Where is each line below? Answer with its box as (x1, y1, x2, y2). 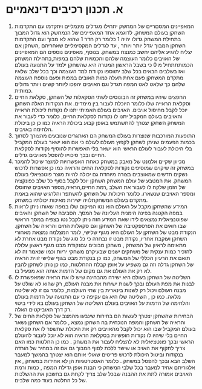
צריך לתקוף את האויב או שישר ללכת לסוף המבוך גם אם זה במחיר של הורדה (14, 344, 186, 351)
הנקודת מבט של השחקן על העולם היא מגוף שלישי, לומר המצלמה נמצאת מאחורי (14, 228, 197, 236)
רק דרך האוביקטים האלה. (14, 305, 72, 313)
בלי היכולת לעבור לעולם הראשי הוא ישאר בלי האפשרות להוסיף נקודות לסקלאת (14, 145, 192, 152)
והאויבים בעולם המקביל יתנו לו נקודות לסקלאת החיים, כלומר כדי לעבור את (14, 112, 183, 120)
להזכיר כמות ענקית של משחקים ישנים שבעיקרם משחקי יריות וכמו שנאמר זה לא (14, 248, 193, 255)
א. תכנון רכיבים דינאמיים (5, 2, 123, 16)
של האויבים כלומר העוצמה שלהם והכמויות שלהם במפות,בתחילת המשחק (14, 55, 180, 62)
